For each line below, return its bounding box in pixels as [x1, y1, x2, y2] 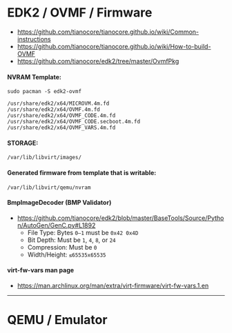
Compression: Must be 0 [27, 243, 97, 251]
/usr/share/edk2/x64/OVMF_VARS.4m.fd [7, 124, 116, 132]
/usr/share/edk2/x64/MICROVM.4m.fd [7, 100, 110, 108]
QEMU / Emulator [7, 312, 108, 328]
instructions [17, 34, 52, 43]
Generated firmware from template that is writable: [7, 168, 157, 176]
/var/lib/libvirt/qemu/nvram [7, 184, 91, 191]
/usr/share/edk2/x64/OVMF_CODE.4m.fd [7, 112, 116, 119]
